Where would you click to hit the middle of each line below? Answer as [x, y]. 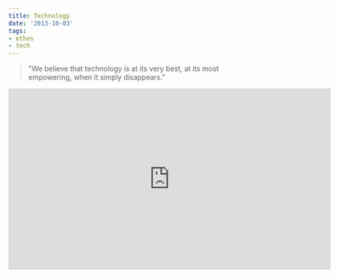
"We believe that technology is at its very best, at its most [123, 68]
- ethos [21, 38]
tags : [17, 31]
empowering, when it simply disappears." [97, 77]
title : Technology [39, 16]
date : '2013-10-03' [41, 23]
